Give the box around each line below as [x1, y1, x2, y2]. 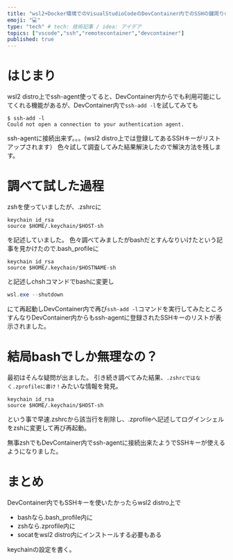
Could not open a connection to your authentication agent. [7, 121, 185, 129]
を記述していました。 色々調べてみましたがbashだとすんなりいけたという [7, 236, 217, 244]
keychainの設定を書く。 [7, 545, 76, 553]
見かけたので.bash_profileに [19, 245, 99, 252]
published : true [7, 36, 54, 43]
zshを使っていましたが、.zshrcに [7, 203, 102, 211]
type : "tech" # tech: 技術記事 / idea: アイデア [7, 23, 142, 30]
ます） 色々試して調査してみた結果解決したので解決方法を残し [37, 143, 216, 151]
